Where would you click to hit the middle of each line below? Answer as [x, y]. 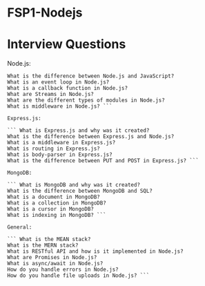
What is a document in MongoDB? [53, 197]
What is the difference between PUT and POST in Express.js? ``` [103, 161]
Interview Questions [67, 45]
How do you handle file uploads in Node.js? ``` [78, 276]
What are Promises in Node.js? [52, 258]
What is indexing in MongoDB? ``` [57, 216]
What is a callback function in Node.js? [68, 88]
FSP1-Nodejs [45, 13]
